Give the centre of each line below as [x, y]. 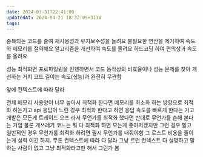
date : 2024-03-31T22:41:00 [40, 12]
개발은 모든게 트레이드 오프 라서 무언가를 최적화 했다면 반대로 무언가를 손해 [95, 118]
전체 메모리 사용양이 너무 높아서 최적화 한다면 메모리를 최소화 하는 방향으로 [95, 102]
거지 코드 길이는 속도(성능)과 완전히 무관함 [72, 77]
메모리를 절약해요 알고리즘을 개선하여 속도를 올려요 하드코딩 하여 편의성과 [99, 48]
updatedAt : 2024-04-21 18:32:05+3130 [54, 18]
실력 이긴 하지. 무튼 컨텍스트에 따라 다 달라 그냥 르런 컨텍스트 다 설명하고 [103, 141]
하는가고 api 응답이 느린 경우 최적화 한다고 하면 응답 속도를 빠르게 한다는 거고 [104, 110]
